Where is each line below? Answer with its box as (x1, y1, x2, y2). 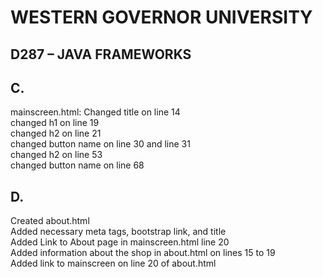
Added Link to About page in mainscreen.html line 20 (10, 236, 230, 248)
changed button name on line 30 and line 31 (10, 138, 191, 150)
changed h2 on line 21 (10, 127, 102, 140)
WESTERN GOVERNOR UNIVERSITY (10, 6, 313, 29)
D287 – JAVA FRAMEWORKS (10, 46, 192, 63)
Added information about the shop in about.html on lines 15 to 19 (10, 247, 276, 259)
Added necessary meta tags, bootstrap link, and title (10, 226, 227, 238)
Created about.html (10, 215, 90, 227)
